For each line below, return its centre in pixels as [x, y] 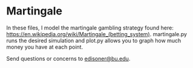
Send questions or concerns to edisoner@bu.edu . [68, 58]
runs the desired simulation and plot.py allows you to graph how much [94, 40]
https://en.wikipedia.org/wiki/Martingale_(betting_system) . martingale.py [97, 34]
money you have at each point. [45, 47]
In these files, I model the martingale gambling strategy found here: [90, 28]
